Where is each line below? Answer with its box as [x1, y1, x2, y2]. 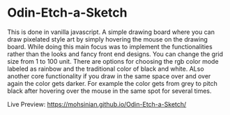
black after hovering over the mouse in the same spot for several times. [7, 87, 212, 95]
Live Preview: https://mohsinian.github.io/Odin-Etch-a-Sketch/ [7, 100, 187, 108]
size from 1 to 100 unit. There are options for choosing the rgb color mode [7, 57, 219, 65]
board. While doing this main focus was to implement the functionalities [7, 42, 213, 51]
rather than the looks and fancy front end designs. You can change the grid [7, 50, 224, 58]
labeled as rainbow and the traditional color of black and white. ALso [7, 64, 204, 73]
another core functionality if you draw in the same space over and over [7, 71, 211, 80]
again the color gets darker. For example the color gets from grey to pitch [7, 79, 218, 87]
